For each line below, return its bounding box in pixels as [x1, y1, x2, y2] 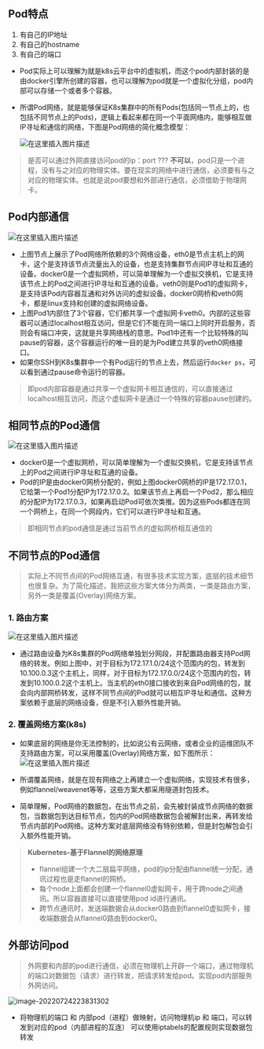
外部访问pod [8, 938, 69, 952]
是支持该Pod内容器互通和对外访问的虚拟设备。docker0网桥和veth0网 [19, 288, 244, 298]
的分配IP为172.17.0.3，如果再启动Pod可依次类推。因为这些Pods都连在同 [19, 497, 251, 507]
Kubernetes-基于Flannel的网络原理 [27, 847, 143, 856]
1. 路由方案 [8, 612, 49, 623]
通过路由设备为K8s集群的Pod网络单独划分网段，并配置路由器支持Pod [19, 648, 244, 658]
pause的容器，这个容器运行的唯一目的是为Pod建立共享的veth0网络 [19, 337, 236, 347]
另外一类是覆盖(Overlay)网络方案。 [27, 591, 141, 600]
